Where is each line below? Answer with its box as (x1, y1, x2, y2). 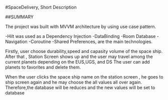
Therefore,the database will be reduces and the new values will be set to (5, 84, 155, 90)
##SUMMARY (5, 14, 34, 19)
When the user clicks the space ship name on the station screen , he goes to (5, 74, 163, 79)
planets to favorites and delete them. (5, 64, 81, 70)
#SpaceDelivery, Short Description (5, 4, 77, 10)
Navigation (5, 38, 28, 44)
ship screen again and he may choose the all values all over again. (5, 79, 142, 85)
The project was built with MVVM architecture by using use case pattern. (5, 23, 156, 29)
